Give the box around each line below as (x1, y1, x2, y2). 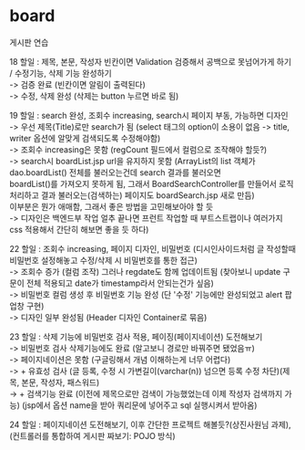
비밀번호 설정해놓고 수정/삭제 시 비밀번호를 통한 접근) (9, 255, 198, 266)
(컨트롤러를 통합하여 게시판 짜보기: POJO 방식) (9, 430, 176, 441)
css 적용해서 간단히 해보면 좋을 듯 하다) (9, 224, 149, 235)
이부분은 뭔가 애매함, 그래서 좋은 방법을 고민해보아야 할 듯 (9, 201, 214, 212)
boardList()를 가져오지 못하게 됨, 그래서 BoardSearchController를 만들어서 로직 (9, 178, 294, 189)
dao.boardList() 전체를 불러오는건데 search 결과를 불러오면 (9, 166, 221, 178)
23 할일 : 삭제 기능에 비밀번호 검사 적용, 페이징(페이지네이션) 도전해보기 (9, 330, 263, 342)
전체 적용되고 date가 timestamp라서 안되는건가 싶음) (25, 277, 214, 288)
